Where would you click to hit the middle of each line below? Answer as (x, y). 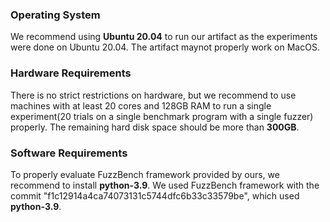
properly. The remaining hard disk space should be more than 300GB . (155, 127)
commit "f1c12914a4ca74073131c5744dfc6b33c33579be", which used (155, 195)
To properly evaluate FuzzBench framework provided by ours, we (145, 174)
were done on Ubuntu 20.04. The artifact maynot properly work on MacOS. (165, 47)
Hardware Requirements (71, 73)
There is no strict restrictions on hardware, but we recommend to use (153, 95)
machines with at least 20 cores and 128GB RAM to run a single (141, 105)
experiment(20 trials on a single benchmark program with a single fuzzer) (162, 116)
